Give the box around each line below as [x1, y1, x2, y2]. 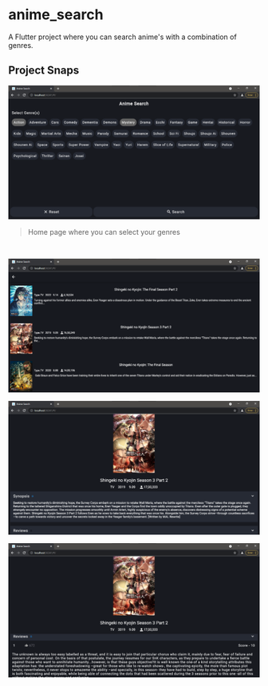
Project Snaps [8, 64, 80, 77]
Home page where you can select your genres [27, 227, 181, 236]
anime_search [8, 6, 104, 24]
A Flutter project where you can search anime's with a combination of [8, 32, 237, 42]
